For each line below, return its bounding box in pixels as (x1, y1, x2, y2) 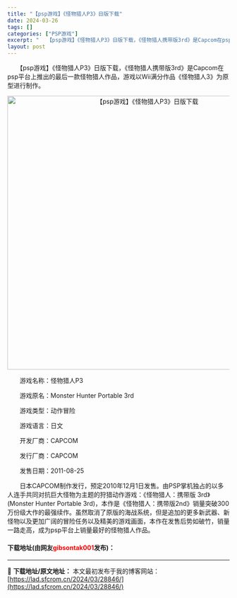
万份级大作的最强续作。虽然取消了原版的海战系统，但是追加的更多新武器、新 (7, 508, 230, 517)
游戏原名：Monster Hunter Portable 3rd (19, 391, 134, 400)
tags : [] (7, 23, 33, 30)
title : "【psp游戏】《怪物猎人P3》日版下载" (7, 10, 123, 18)
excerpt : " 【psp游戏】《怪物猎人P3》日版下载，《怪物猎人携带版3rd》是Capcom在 (7, 37, 222, 44)
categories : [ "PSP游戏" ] (7, 30, 78, 38)
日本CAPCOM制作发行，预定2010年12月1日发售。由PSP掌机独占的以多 (19, 482, 224, 490)
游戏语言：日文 (19, 422, 63, 430)
